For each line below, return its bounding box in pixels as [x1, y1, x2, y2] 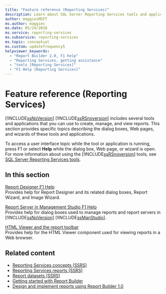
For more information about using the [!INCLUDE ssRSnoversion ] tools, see [5, 151, 157, 157]
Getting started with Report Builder [12, 278, 83, 284]
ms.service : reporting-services [5, 30, 72, 35]
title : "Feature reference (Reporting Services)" [5, 7, 110, 12]
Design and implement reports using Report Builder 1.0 [12, 283, 124, 289]
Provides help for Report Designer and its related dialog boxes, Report [5, 189, 148, 195]
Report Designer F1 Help [5, 184, 55, 190]
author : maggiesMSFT [5, 16, 48, 21]
